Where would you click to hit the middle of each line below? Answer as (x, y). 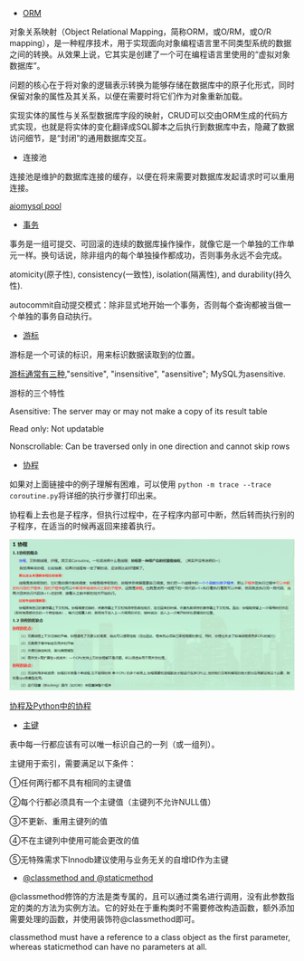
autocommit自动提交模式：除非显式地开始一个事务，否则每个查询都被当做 (146, 305)
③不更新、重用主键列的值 (59, 821)
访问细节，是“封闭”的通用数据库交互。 (81, 138)
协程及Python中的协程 (51, 706)
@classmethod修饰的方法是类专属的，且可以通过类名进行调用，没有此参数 (148, 896)
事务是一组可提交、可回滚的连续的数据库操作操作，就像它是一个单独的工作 (148, 244)
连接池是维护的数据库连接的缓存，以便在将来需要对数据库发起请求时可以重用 (152, 176)
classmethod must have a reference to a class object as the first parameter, (150, 937)
